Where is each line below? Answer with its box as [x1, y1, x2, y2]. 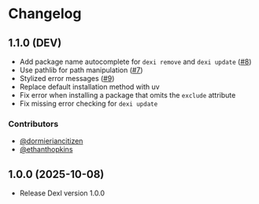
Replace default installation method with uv [19, 82, 160, 91]
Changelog [8, 5, 82, 23]
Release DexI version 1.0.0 [19, 188, 105, 198]
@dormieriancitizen [19, 136, 83, 146]
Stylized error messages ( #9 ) [19, 74, 115, 83]
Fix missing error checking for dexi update [19, 99, 158, 108]
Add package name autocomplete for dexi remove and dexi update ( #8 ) [19, 57, 252, 66]
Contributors [8, 118, 59, 129]
